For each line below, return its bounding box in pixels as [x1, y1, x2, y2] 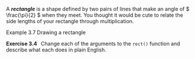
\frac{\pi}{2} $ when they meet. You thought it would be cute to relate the [6, 12, 183, 19]
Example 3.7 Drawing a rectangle [6, 29, 86, 36]
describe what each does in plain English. [6, 46, 107, 53]
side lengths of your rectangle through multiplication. [6, 18, 134, 24]
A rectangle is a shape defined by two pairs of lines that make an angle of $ [6, 6, 190, 12]
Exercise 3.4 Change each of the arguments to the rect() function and [6, 40, 180, 47]
